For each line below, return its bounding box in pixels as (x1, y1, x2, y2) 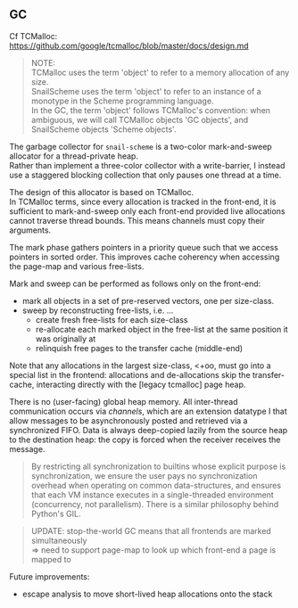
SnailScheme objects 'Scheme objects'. (30, 124, 177, 135)
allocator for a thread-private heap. (9, 151, 138, 161)
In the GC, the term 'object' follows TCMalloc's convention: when (30, 104, 270, 115)
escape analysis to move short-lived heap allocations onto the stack (21, 588, 273, 599)
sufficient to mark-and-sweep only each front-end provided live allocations (9, 205, 286, 217)
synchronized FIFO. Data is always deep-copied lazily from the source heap (9, 424, 288, 435)
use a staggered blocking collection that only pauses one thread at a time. (9, 169, 282, 180)
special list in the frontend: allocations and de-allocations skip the (9, 369, 252, 380)
